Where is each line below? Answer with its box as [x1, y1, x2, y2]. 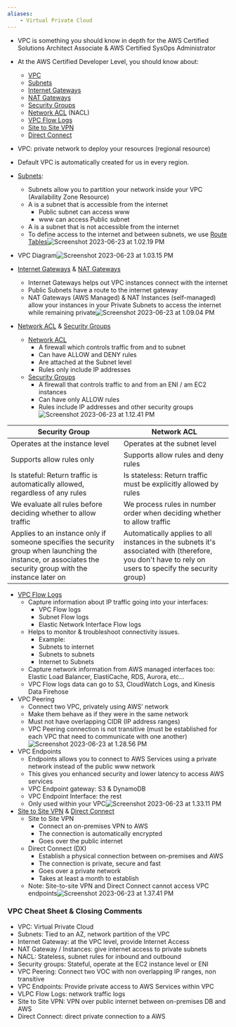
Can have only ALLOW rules [38, 395, 120, 403]
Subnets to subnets [38, 650, 95, 658]
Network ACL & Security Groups [17, 321, 111, 330]
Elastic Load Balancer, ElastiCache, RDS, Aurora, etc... [27, 672, 185, 680]
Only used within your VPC [27, 799, 106, 808]
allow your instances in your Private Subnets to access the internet [27, 300, 221, 309]
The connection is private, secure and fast [38, 859, 162, 867]
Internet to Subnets [38, 657, 95, 666]
